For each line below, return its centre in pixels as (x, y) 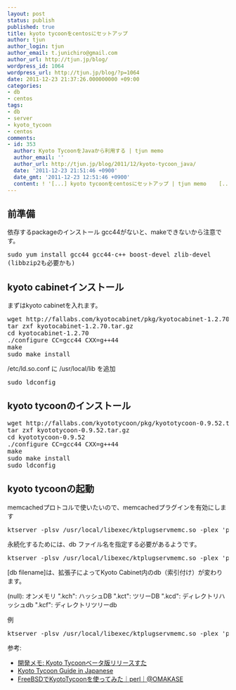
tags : (15, 105)
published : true (31, 27)
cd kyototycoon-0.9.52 (46, 437)
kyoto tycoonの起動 (51, 489)
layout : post (26, 14)
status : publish (31, 20)
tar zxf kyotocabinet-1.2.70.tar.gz (70, 326)
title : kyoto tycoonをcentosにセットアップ (68, 33)
